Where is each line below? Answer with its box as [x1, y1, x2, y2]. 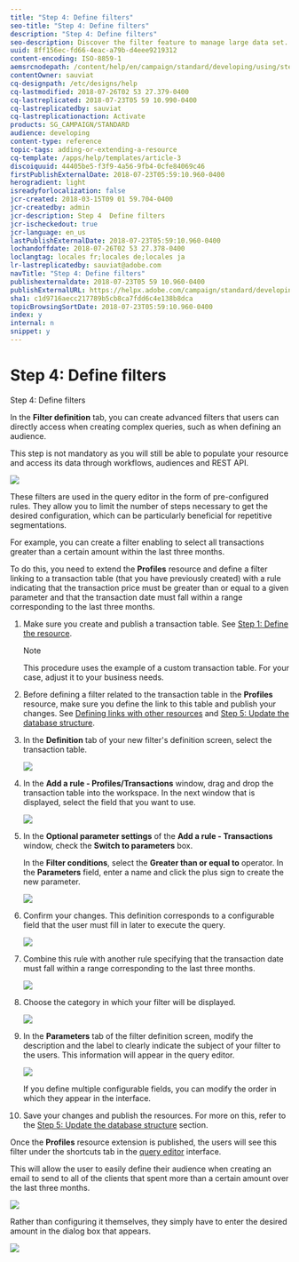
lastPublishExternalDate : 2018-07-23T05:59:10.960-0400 [10, 236, 221, 245]
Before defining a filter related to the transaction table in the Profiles [22, 689, 273, 699]
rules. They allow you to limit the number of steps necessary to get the [10, 500, 269, 511]
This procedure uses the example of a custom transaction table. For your [22, 662, 290, 673]
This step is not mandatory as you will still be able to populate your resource [10, 448, 289, 459]
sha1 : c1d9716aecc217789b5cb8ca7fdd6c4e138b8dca [10, 294, 193, 303]
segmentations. [10, 519, 67, 530]
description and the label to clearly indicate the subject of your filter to [22, 1040, 281, 1050]
